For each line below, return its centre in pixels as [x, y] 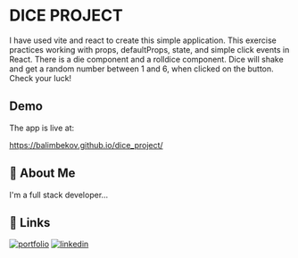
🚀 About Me [42, 174]
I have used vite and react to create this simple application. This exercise [143, 40]
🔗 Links [30, 223]
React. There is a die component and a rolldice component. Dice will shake [146, 59]
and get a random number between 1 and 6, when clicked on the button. [141, 69]
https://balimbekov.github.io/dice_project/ [86, 145]
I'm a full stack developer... [59, 195]
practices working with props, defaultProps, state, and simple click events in [149, 49]
